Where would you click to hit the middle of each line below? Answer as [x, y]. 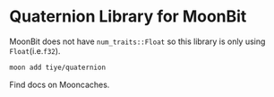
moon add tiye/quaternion [57, 67]
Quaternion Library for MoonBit [128, 17]
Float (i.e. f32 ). [35, 50]
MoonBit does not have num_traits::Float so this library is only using [137, 41]
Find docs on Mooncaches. [60, 84]
